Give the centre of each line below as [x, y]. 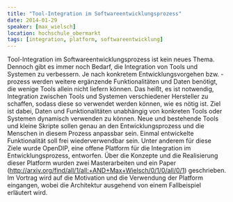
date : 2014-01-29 [32, 20]
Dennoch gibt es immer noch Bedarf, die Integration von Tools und [103, 67]
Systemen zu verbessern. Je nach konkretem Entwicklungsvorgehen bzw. [113, 75]
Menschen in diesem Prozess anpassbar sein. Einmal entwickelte [101, 134]
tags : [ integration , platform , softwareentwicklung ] [85, 40]
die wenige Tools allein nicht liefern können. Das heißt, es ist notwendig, [111, 89]
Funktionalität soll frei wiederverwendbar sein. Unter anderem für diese [110, 141]
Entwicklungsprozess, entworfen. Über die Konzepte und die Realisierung [113, 156]
